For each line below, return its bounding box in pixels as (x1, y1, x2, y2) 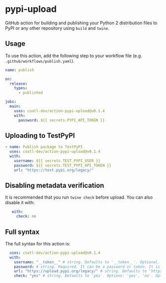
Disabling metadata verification (5, 181, 105, 189)
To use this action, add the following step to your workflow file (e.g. (5, 53, 142, 58)
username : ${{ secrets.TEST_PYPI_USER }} (14, 158, 100, 163)
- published (18, 90, 43, 95)
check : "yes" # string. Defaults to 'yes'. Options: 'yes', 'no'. (14, 274, 154, 279)
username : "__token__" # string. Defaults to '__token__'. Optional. (14, 259, 161, 265)
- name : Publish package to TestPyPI (5, 145, 83, 150)
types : (14, 86, 28, 91)
